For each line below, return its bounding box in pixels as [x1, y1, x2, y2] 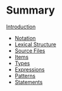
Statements [14, 78, 43, 86]
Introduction [6, 23, 36, 30]
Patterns [14, 72, 35, 79]
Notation [14, 34, 36, 41]
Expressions [14, 66, 45, 73]
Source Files [14, 47, 45, 54]
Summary [6, 4, 55, 17]
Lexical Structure [14, 41, 57, 48]
